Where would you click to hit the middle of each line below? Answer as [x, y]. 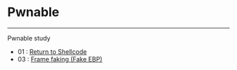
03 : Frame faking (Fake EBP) [60, 59]
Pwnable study [29, 38]
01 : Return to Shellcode [52, 51]
